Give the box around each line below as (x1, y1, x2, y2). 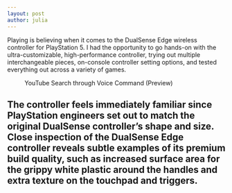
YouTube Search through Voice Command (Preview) (24, 78, 173, 87)
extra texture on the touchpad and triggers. (7, 174, 198, 186)
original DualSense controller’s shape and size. (7, 120, 215, 132)
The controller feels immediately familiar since (7, 99, 213, 110)
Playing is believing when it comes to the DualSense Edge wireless (7, 35, 197, 44)
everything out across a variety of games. (7, 65, 127, 74)
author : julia (7, 17, 48, 24)
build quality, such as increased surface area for (7, 153, 220, 165)
